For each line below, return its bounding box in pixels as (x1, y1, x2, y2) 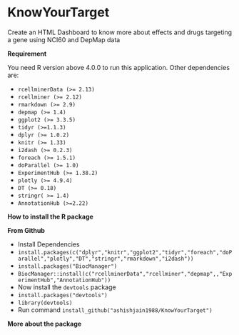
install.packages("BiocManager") (17, 262, 118, 270)
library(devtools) (17, 299, 73, 306)
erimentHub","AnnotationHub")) (17, 276, 111, 284)
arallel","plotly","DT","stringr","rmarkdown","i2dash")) (17, 255, 194, 262)
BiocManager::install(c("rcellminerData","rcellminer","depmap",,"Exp (17, 270, 233, 277)
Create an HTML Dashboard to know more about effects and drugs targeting (7, 28, 233, 36)
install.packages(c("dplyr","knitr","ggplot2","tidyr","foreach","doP (17, 249, 233, 256)
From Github (7, 226, 45, 234)
